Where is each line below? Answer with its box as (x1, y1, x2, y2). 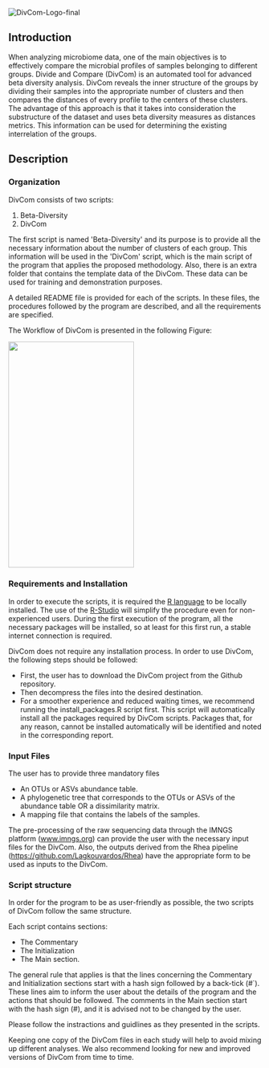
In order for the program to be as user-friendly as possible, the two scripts (8, 898, 255, 907)
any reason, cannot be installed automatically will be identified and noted (19, 722, 262, 731)
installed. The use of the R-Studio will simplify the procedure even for (8, 605, 238, 615)
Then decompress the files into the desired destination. (19, 687, 203, 697)
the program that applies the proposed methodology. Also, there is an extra (8, 260, 257, 269)
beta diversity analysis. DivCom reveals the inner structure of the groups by (8, 77, 259, 88)
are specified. (8, 309, 54, 319)
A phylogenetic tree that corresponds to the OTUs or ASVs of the (19, 792, 235, 803)
